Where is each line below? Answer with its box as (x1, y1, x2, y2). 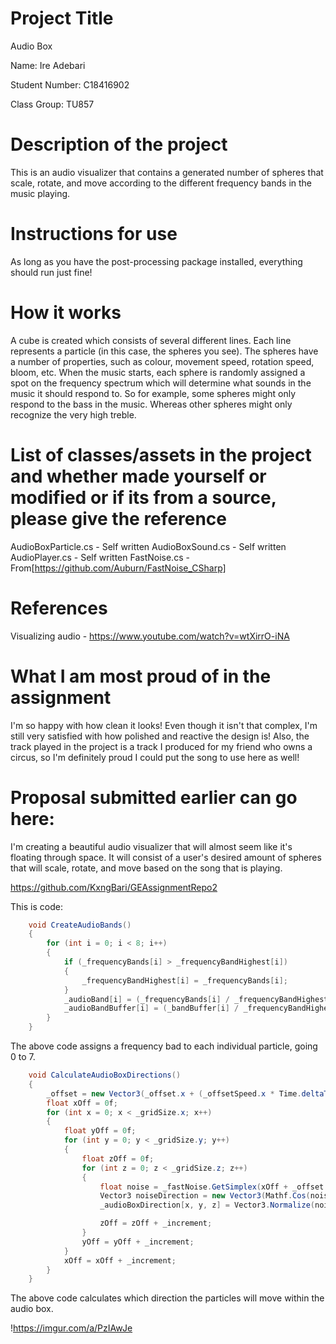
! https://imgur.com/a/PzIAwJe (10, 1322, 133, 1334)
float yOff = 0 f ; (63, 1126, 137, 1136)
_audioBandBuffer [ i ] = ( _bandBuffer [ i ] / (63, 1003, 240, 1014)
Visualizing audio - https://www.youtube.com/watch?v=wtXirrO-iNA (10, 630, 290, 642)
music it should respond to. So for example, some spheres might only (10, 387, 297, 399)
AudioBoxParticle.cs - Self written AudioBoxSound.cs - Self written (10, 540, 287, 552)
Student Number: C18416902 (10, 78, 130, 91)
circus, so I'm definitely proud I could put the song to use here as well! (10, 751, 300, 763)
